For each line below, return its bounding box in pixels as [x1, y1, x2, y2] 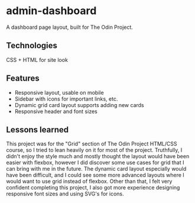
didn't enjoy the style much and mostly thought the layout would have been [6, 153, 190, 160]
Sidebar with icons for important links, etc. [14, 95, 118, 102]
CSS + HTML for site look [6, 56, 68, 63]
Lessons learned [6, 125, 69, 135]
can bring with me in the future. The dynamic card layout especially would [6, 165, 187, 172]
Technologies [6, 41, 58, 51]
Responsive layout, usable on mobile [14, 89, 105, 96]
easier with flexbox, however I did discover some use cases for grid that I [6, 159, 184, 166]
